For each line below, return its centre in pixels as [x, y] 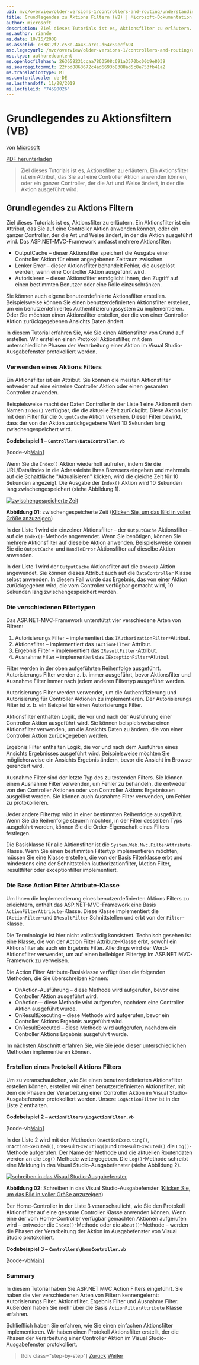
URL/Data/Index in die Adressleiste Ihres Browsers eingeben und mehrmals [98, 470]
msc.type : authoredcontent [39, 56]
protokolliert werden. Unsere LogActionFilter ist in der [113, 1099]
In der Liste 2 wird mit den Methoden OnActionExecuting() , [78, 1140]
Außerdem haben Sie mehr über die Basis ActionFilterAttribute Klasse [94, 1308]
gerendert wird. [25, 766]
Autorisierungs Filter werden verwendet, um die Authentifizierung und [91, 693]
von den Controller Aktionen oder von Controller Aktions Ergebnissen [91, 790]
